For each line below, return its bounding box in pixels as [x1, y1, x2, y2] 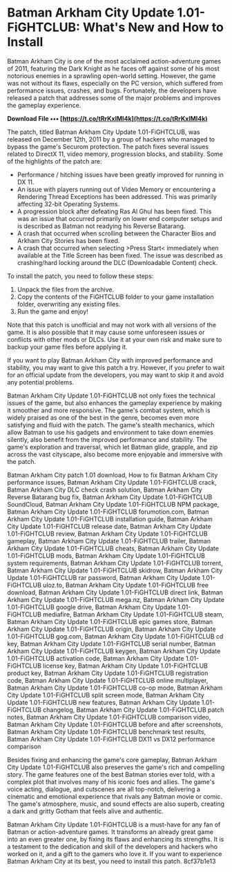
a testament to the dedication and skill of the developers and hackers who [7, 842, 218, 851]
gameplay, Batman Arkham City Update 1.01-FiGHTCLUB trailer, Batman [7, 536, 211, 545]
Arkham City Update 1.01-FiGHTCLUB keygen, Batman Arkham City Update [7, 647, 221, 655]
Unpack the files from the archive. [17, 285, 115, 293]
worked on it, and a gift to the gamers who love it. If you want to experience [7, 849, 222, 858]
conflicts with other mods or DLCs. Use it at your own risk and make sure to [7, 335, 222, 343]
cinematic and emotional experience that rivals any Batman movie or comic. [7, 792, 223, 800]
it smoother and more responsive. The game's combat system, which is [7, 406, 211, 414]
